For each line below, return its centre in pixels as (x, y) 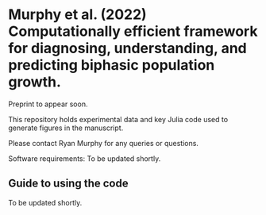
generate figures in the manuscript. (66, 128)
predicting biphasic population (112, 65)
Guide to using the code (68, 184)
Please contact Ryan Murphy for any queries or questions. (103, 143)
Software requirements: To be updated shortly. (85, 158)
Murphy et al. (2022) (77, 15)
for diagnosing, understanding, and (128, 48)
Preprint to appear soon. (48, 104)
